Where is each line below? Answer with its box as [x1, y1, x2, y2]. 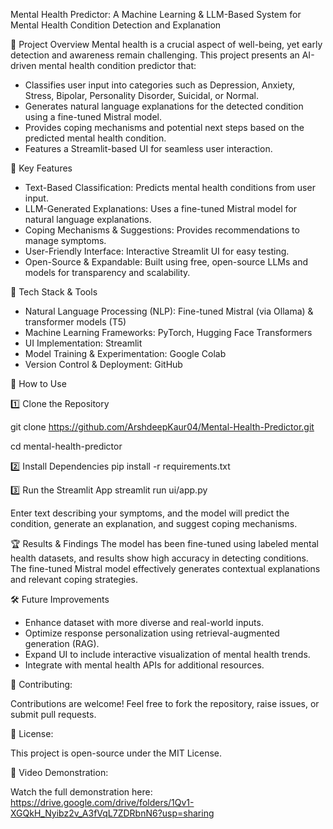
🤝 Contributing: [10, 679, 73, 690]
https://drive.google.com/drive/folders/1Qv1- [10, 797, 195, 808]
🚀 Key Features [10, 162, 73, 174]
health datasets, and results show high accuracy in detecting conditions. [10, 552, 309, 564]
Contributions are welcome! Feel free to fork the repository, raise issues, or [10, 698, 320, 709]
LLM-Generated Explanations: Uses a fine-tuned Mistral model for [24, 203, 297, 214]
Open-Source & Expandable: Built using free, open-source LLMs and [24, 256, 308, 268]
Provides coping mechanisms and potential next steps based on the [24, 122, 305, 133]
